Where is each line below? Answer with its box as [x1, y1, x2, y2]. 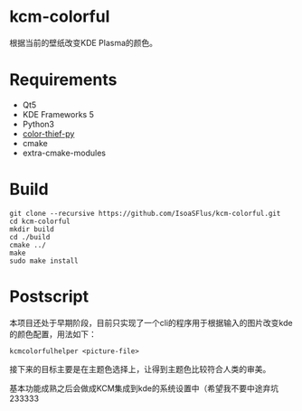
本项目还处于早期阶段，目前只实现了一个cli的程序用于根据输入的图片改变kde [9, 317, 293, 328]
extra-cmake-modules [22, 147, 107, 158]
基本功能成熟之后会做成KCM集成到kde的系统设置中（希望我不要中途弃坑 [9, 382, 278, 394]
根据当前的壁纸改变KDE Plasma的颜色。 [9, 37, 158, 48]
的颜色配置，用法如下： [9, 328, 97, 340]
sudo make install [9, 256, 79, 266]
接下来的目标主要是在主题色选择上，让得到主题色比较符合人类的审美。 [9, 363, 271, 374]
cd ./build [9, 232, 51, 241]
